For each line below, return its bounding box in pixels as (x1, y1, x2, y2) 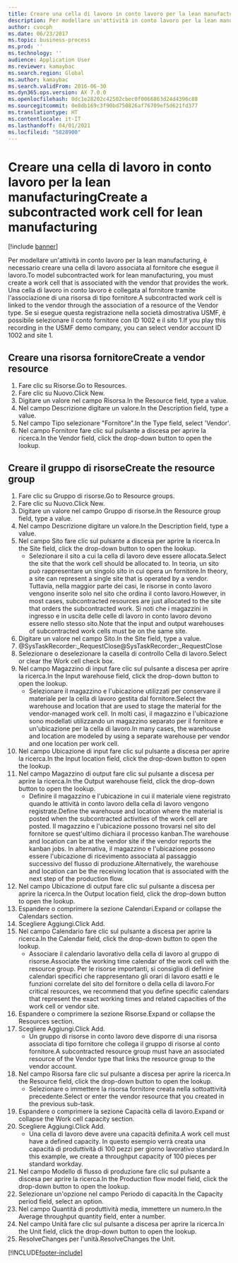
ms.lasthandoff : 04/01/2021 (8, 121, 91, 129)
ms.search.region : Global (8, 69, 84, 76)
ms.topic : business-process (8, 37, 91, 44)
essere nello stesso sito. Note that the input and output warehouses (28, 619, 225, 627)
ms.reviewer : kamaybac (8, 63, 75, 70)
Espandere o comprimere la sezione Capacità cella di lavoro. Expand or (18, 1107, 225, 1115)
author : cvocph (8, 23, 53, 30)
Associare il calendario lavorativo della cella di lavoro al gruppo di (28, 949, 220, 958)
